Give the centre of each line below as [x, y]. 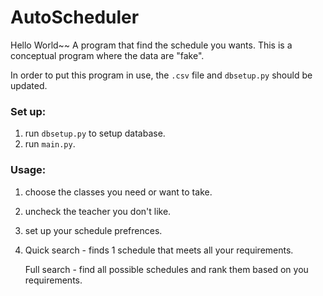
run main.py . [50, 144]
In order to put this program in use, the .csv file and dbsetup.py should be [161, 75]
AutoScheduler [75, 17]
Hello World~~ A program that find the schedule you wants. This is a [151, 45]
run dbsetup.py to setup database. [95, 133]
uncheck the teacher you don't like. [98, 211]
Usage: [28, 170]
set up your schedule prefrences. [93, 230]
